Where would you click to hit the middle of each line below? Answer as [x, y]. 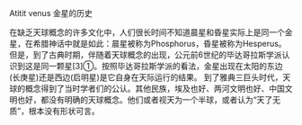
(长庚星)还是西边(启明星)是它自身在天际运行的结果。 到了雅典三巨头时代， [146, 77]
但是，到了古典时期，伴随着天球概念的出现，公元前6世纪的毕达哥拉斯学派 [146, 55]
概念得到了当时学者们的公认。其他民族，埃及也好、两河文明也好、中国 [155, 89]
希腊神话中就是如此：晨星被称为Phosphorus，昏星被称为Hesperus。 [160, 44]
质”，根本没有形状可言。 [55, 111]
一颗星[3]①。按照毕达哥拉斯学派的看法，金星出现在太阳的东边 [165, 66]
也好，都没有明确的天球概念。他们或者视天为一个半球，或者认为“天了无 [149, 100]
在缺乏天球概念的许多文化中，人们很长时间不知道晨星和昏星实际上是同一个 [147, 32]
